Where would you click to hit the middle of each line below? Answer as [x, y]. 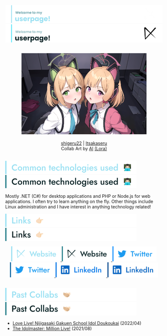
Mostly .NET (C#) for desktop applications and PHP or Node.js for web [78, 196]
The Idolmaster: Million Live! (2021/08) [52, 328]
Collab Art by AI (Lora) [84, 148]
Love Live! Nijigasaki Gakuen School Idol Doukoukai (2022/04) [77, 323]
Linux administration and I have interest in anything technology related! [78, 207]
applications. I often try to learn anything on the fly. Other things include [79, 201]
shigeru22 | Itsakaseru [84, 143]
